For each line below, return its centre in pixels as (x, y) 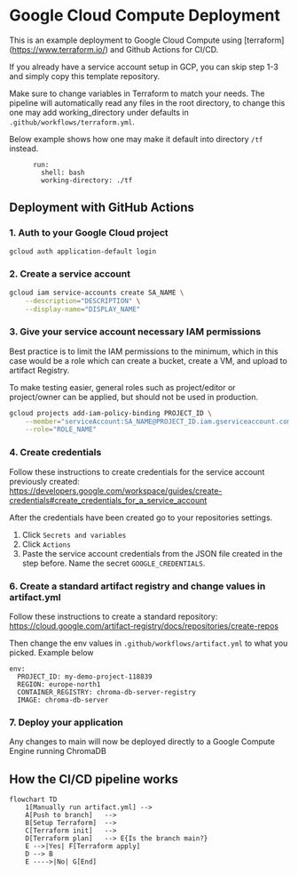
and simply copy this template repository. (85, 76)
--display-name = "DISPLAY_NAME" (83, 309)
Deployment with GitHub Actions (102, 208)
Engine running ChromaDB (58, 751)
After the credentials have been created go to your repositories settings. (141, 518)
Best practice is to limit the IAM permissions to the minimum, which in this (144, 351)
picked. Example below (52, 652)
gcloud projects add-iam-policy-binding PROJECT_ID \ (111, 413)
